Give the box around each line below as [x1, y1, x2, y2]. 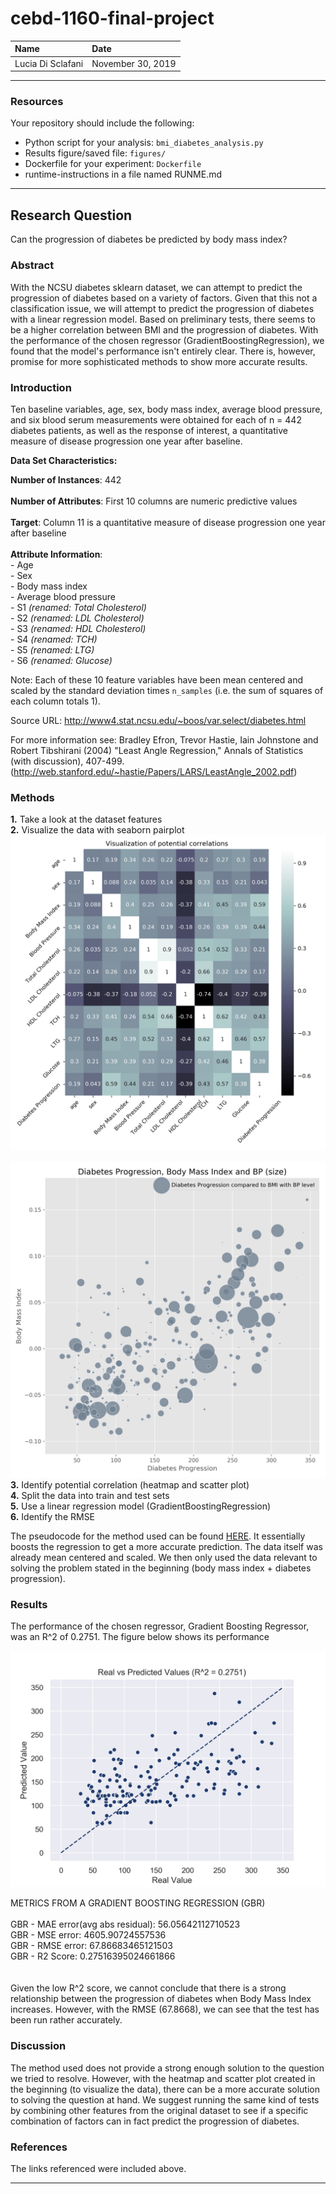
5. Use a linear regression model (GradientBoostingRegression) [10, 1500, 272, 1512]
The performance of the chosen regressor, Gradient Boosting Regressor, [10, 1620, 310, 1632]
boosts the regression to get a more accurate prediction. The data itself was [10, 1541, 323, 1553]
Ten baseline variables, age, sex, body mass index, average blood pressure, [10, 403, 323, 415]
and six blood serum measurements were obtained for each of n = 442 [10, 413, 302, 426]
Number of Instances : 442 [10, 473, 122, 486]
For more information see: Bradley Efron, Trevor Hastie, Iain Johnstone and [10, 733, 319, 746]
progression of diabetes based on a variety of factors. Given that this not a [10, 292, 318, 304]
